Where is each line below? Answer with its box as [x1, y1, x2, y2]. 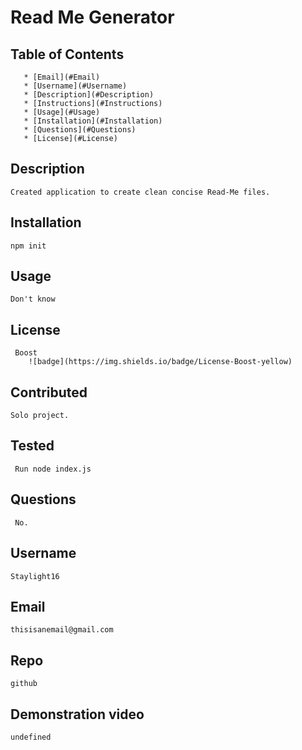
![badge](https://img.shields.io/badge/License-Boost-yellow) [28, 357, 293, 367]
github [10, 679, 38, 689]
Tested [10, 437, 55, 455]
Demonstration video [10, 706, 145, 723]
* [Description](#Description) [23, 90, 155, 100]
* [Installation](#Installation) [23, 116, 163, 126]
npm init [10, 241, 47, 251]
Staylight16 [10, 571, 60, 581]
